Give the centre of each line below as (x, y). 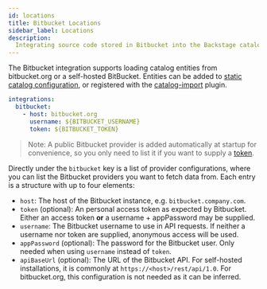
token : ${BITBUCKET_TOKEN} (74, 129)
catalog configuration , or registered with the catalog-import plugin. (118, 85)
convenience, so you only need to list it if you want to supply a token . (141, 153)
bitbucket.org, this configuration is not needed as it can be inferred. (130, 276)
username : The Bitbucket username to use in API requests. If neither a (132, 226)
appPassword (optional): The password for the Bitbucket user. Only (127, 243)
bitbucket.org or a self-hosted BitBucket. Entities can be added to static (125, 76)
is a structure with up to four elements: (72, 185)
